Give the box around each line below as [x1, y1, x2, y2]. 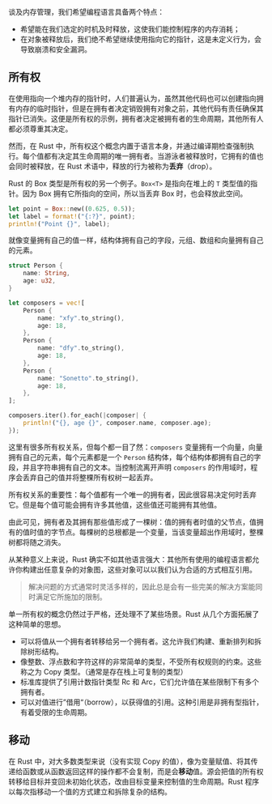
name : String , [23, 270, 70, 278]
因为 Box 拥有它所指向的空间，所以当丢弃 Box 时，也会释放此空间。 [22, 189, 248, 198]
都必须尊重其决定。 [8, 124, 73, 134]
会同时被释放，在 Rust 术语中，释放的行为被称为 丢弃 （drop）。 [8, 161, 217, 171]
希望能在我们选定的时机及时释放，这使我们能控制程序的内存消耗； [19, 24, 240, 34]
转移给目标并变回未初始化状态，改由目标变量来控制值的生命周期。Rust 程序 [8, 776, 260, 786]
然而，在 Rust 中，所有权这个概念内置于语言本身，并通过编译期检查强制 [8, 141, 248, 151]
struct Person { [8, 262, 63, 270]
